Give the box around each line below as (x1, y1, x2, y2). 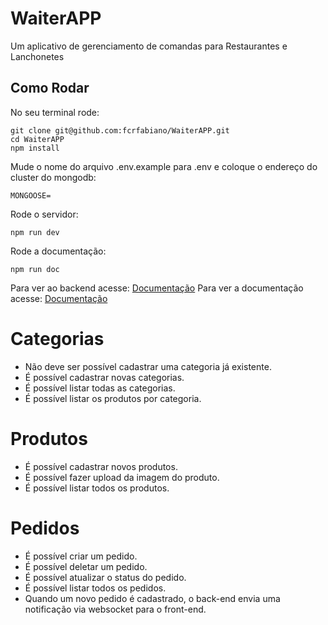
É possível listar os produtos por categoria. (24, 392, 202, 404)
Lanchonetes (10, 50, 65, 62)
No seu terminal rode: (10, 106, 100, 118)
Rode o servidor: (10, 208, 79, 220)
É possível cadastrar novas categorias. (24, 371, 185, 383)
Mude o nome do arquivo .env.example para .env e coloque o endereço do (10, 160, 318, 172)
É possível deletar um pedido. (24, 560, 148, 572)
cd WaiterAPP (10, 134, 65, 144)
